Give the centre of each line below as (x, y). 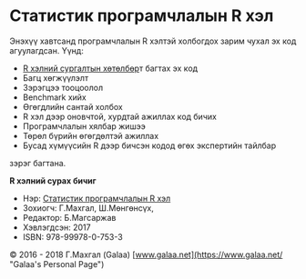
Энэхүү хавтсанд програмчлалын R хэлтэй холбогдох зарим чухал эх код (153, 41)
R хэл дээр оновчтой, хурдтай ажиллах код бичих (119, 116)
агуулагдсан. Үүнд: (46, 50)
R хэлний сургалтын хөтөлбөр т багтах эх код (110, 68)
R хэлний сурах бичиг (53, 180)
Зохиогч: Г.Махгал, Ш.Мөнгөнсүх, (88, 208)
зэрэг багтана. (38, 163)
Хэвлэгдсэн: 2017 (56, 227)
